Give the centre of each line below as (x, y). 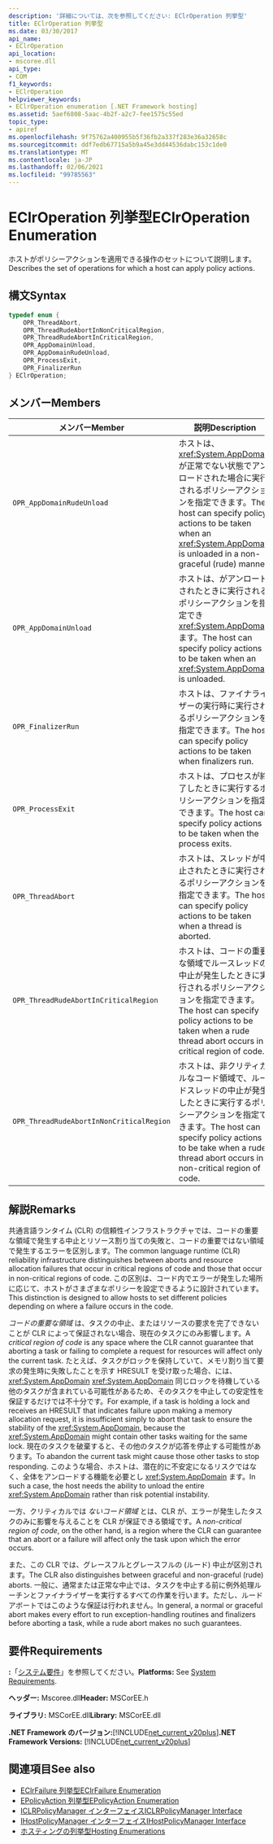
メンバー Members (55, 403)
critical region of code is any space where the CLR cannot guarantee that (131, 1343)
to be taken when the (219, 833)
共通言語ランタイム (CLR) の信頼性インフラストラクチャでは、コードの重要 (134, 1230)
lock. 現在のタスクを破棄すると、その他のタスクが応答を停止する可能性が (131, 1446)
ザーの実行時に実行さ (219, 706)
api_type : (25, 69)
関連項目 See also (52, 1770)
